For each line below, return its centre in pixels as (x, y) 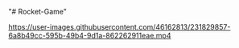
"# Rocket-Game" (37, 12)
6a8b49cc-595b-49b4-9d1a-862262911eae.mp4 (90, 36)
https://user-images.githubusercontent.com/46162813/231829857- (119, 27)
